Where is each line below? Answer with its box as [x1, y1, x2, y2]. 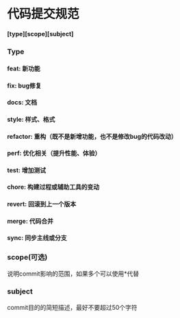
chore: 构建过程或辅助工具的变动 [7, 183, 100, 191]
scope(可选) [7, 252, 48, 262]
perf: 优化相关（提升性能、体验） [7, 149, 101, 157]
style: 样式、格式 [7, 116, 55, 124]
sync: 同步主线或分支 [7, 234, 67, 242]
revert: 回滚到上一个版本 [7, 200, 77, 209]
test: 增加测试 [7, 165, 47, 174]
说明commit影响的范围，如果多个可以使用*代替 [7, 269, 139, 278]
